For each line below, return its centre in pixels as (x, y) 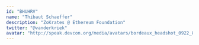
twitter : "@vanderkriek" (37, 28)
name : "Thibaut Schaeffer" (39, 17)
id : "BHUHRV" (22, 11)
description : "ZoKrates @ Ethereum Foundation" (66, 22)
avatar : (16, 33)
